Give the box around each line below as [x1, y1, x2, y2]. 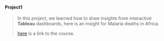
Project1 [5, 4, 22, 10]
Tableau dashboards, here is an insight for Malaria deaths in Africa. [17, 21, 159, 27]
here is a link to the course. [17, 30, 75, 36]
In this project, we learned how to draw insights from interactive [17, 15, 152, 21]
